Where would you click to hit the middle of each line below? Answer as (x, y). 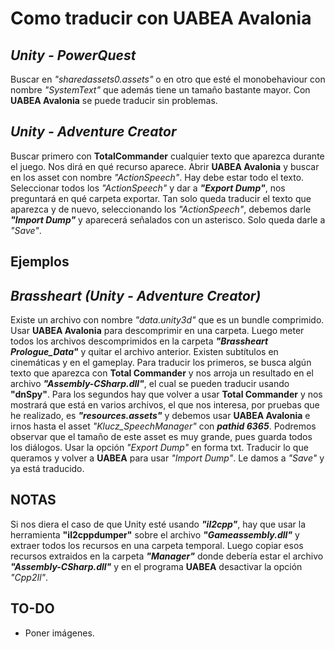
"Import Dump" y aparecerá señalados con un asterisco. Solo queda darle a (168, 219)
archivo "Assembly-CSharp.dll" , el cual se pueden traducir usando (150, 384)
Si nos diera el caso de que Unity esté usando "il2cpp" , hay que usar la (158, 524)
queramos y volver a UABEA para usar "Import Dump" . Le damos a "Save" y (167, 458)
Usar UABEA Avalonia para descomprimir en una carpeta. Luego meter (157, 331)
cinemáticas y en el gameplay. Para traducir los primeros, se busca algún (161, 363)
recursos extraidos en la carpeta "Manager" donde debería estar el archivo (167, 556)
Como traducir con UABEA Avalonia (161, 18)
